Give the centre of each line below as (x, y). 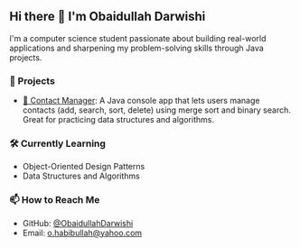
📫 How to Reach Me (55, 200)
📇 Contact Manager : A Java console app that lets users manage (141, 101)
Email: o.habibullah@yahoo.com (82, 233)
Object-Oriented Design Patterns (84, 167)
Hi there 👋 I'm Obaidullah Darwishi (108, 17)
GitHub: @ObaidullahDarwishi (78, 223)
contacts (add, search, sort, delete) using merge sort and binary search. (156, 110)
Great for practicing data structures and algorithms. (118, 120)
